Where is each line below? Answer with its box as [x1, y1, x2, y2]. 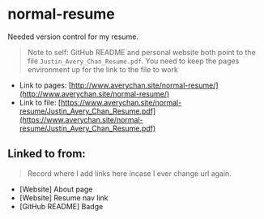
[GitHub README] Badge [19, 201, 104, 211]
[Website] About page [19, 184, 93, 194]
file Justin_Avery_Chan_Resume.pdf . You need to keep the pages [27, 56, 240, 66]
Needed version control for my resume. [7, 32, 139, 41]
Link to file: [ [19, 97, 62, 107]
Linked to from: [7, 147, 86, 161]
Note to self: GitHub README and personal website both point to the [27, 47, 256, 57]
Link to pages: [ [19, 80, 72, 90]
